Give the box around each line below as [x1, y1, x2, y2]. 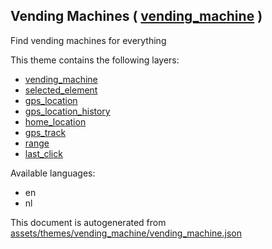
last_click [24, 147, 63, 159]
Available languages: [10, 167, 96, 179]
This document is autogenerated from [10, 216, 167, 228]
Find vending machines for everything [10, 34, 167, 46]
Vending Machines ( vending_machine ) [10, 8, 263, 25]
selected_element [24, 84, 98, 96]
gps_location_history [24, 105, 111, 117]
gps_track [24, 126, 67, 138]
